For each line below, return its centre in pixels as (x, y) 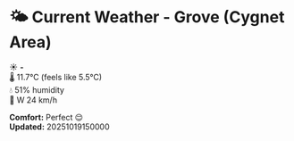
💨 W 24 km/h (34, 100)
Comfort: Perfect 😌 (46, 117)
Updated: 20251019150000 (59, 127)
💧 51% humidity (37, 89)
